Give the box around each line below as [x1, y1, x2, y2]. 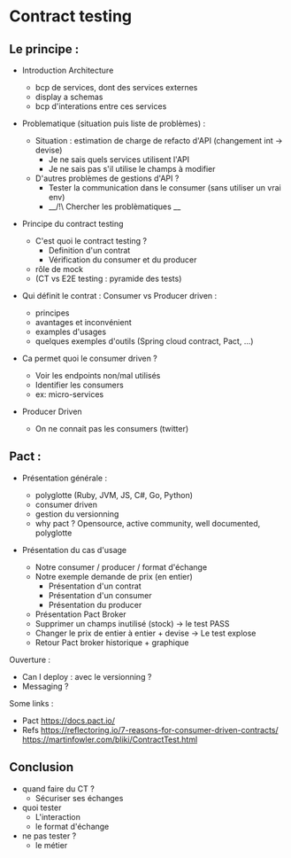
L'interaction [34, 811, 81, 822]
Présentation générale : [21, 472, 108, 483]
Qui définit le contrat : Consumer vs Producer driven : [21, 291, 218, 300]
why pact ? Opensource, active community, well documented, [34, 518, 261, 528]
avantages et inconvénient [34, 317, 133, 327]
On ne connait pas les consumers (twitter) [34, 424, 189, 433]
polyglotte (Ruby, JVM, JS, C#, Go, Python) [34, 489, 193, 500]
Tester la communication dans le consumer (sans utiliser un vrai [48, 183, 281, 192]
